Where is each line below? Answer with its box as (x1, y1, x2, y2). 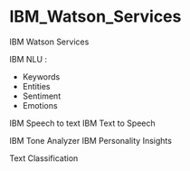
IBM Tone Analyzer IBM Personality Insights (9, 135, 172, 146)
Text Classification (9, 152, 79, 164)
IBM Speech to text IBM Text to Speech (9, 118, 156, 128)
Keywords (22, 71, 61, 82)
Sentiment (22, 90, 62, 101)
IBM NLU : (9, 53, 48, 64)
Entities (22, 81, 51, 91)
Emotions (22, 100, 58, 110)
